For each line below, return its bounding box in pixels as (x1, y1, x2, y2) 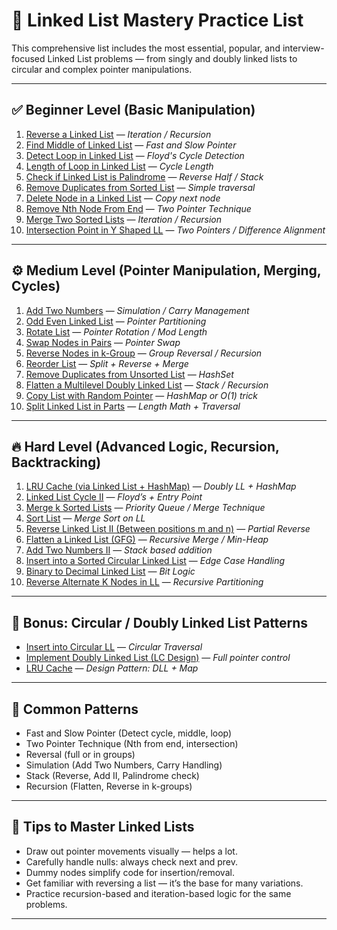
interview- (282, 42, 325, 54)
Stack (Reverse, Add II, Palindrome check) (25, 770, 200, 781)
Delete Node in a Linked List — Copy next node (25, 192, 221, 204)
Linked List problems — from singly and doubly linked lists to (47, 52, 298, 64)
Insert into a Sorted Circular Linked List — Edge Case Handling (25, 555, 286, 567)
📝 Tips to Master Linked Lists (11, 819, 195, 836)
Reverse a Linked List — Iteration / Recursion (25, 128, 212, 140)
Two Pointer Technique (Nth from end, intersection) (25, 738, 239, 749)
